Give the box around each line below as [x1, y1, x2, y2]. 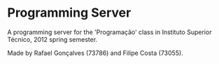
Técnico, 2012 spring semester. [7, 35, 98, 43]
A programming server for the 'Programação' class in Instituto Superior [7, 28, 212, 36]
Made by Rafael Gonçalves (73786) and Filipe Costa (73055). [7, 49, 183, 57]
